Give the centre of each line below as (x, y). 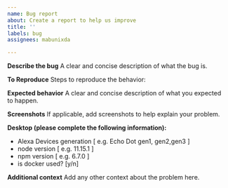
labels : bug (25, 33)
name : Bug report (33, 14)
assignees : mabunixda (39, 40)
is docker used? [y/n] (48, 164)
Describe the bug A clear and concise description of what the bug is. (107, 66)
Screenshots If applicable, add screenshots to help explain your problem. (114, 114)
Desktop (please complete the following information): (87, 128)
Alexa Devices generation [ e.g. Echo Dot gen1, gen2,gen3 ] (104, 142)
